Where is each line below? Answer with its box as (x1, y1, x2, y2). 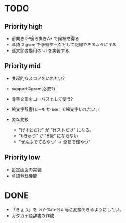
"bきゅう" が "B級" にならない (18, 133, 78, 138)
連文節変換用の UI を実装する (11, 48, 70, 53)
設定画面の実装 (11, 166, 42, 172)
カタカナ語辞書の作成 (11, 212, 54, 218)
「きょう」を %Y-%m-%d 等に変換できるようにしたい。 (11, 207, 124, 212)
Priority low (4, 153, 41, 162)
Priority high (4, 22, 43, 30)
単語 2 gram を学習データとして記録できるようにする (11, 42, 117, 47)
